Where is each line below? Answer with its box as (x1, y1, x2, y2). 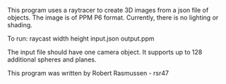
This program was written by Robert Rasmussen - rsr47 (7, 69, 169, 77)
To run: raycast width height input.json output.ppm (7, 34, 155, 43)
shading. (7, 21, 33, 29)
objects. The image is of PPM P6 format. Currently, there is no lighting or (7, 13, 219, 22)
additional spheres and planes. (7, 55, 97, 64)
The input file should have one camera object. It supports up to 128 (7, 48, 203, 56)
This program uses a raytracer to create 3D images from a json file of (7, 6, 209, 14)
